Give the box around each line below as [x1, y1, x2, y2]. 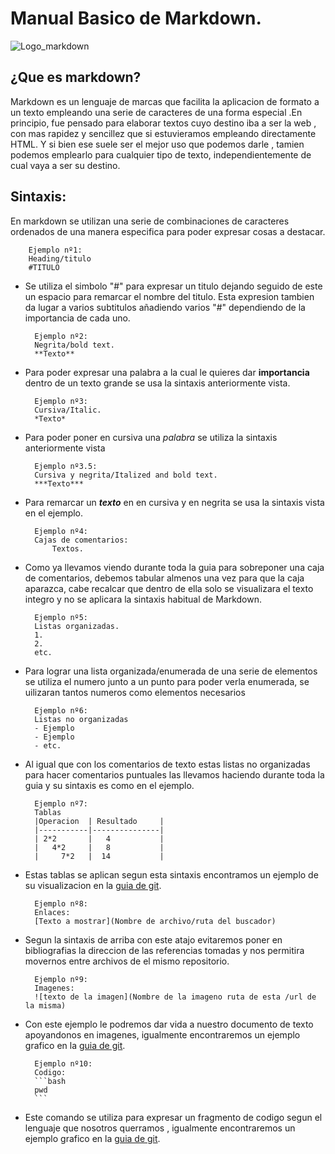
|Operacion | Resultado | [34, 816, 165, 826]
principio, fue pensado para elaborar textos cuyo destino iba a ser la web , [10, 117, 317, 129]
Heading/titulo [28, 253, 92, 264]
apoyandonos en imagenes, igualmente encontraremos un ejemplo [24, 1028, 301, 1041]
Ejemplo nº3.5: [34, 461, 98, 471]
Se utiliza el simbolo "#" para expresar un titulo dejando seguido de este [24, 280, 323, 292]
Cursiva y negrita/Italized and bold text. [34, 470, 218, 480]
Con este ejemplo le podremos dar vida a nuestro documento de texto [24, 1018, 314, 1030]
